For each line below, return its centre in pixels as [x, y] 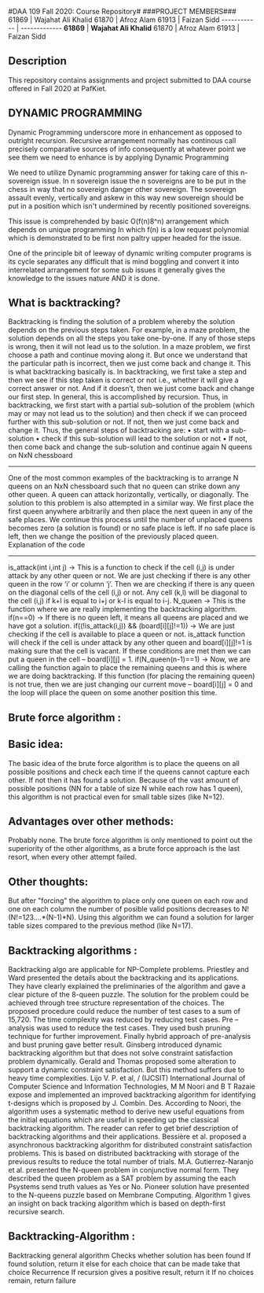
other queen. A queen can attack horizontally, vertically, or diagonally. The [128, 495]
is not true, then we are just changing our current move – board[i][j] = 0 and [130, 684]
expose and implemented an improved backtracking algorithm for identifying [132, 1095]
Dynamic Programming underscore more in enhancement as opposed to [125, 132]
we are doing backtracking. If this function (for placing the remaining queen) [132, 676]
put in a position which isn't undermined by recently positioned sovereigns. [130, 206]
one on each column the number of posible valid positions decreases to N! [129, 909]
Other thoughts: [48, 881]
